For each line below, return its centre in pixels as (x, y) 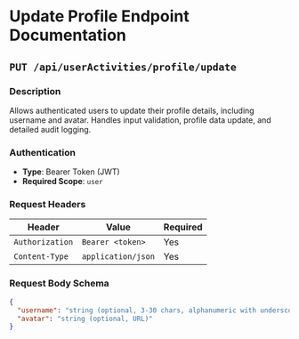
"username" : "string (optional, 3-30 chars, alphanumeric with (137, 310)
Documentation (68, 35)
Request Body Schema (59, 284)
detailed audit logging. (50, 129)
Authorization (44, 242)
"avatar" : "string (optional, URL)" (85, 319)
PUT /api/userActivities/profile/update (123, 67)
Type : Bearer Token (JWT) (71, 172)
